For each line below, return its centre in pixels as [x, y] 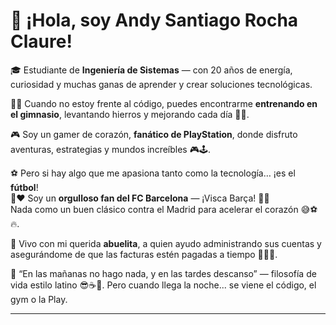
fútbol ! [24, 187]
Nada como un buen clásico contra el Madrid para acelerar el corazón [154, 209]
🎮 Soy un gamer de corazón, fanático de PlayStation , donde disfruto [154, 134]
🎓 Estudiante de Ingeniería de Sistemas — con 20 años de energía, [151, 70]
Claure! [41, 41]
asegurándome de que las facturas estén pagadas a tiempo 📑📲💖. [144, 254]
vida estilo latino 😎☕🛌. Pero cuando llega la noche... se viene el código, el [163, 285]
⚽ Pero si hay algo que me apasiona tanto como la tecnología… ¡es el [153, 173]
